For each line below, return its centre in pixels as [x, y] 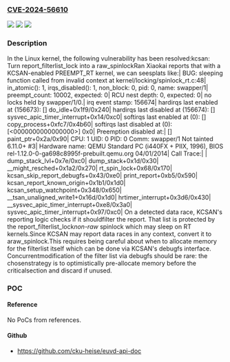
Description [27, 43]
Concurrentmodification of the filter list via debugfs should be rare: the [107, 255]
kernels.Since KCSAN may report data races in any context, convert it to [109, 234]
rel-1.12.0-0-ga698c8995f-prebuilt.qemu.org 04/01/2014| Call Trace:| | [107, 153]
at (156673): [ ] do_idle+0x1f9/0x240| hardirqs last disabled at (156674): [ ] [111, 109]
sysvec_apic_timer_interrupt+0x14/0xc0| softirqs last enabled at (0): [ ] [107, 117]
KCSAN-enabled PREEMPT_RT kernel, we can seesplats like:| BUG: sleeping [115, 73]
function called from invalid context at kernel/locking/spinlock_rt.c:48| [107, 80]
